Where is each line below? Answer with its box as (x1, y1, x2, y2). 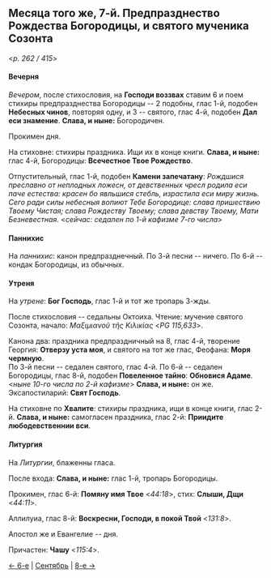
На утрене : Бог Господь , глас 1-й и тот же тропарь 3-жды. (8, 296, 211, 306)
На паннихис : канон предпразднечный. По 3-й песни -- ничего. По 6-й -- (8, 251, 263, 261)
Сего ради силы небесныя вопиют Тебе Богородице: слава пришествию (8, 198, 260, 208)
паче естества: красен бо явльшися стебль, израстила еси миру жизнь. (8, 189, 260, 199)
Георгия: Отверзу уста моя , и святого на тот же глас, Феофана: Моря (8, 345, 251, 355)
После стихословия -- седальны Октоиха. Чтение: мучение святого (8, 312, 243, 322)
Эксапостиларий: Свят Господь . (8, 388, 121, 398)
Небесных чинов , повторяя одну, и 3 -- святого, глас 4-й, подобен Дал (8, 107, 257, 117)
